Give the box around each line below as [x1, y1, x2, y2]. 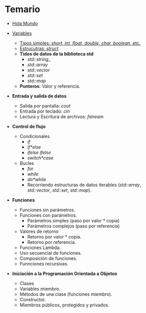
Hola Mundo [12, 20, 38, 26]
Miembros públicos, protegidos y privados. [19, 302, 109, 308]
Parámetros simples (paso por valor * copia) [27, 217, 120, 224]
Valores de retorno [19, 228, 59, 234]
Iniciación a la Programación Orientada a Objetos [12, 270, 118, 276]
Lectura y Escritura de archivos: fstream [19, 113, 104, 120]
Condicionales [19, 133, 50, 139]
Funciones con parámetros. [19, 212, 77, 218]
